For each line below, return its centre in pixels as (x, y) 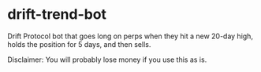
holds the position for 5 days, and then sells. (79, 44)
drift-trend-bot (57, 14)
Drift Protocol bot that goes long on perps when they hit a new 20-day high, (130, 36)
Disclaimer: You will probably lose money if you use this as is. (107, 59)
